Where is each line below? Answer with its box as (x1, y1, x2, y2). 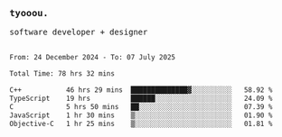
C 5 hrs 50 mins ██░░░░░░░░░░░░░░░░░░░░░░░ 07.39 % (9, 102, 273, 111)
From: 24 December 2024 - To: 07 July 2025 (9, 53, 176, 62)
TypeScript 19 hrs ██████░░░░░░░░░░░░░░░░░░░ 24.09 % (9, 94, 273, 103)
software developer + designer (9, 27, 148, 38)
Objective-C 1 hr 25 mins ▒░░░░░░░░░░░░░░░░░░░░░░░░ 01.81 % (9, 119, 273, 128)
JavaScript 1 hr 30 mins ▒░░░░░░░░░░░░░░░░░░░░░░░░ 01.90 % (9, 111, 273, 120)
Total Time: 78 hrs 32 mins (9, 69, 116, 78)
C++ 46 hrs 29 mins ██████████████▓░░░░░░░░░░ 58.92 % (9, 86, 273, 95)
